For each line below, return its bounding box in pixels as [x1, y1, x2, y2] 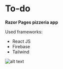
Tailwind [12, 49, 30, 55]
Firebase [12, 43, 31, 49]
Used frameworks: [5, 29, 43, 34]
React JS [12, 38, 31, 44]
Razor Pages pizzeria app [5, 19, 58, 25]
